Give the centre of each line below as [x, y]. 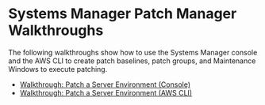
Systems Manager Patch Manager [123, 14]
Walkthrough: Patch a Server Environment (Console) [105, 84]
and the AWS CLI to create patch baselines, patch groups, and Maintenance [132, 61]
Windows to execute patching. [58, 69]
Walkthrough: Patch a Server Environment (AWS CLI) [106, 92]
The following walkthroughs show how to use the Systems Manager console [133, 52]
